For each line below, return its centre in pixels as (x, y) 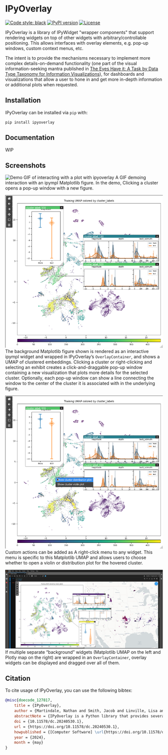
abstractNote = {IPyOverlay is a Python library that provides (81, 716)
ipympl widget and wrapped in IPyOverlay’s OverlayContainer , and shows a (82, 357)
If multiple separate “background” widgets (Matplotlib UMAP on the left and (83, 652)
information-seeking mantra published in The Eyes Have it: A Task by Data (82, 69)
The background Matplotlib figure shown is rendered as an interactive (77, 351)
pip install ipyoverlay (30, 122)
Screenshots (25, 165)
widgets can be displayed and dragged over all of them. (62, 663)
